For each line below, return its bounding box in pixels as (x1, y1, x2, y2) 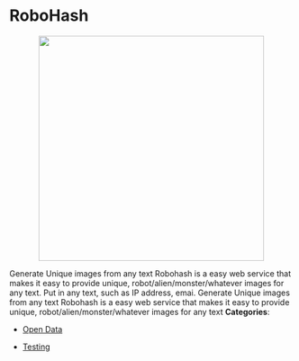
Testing (22, 341, 51, 352)
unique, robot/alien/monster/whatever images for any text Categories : (9, 306, 270, 317)
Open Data (22, 323, 63, 334)
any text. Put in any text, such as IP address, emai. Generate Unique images (9, 287, 291, 298)
